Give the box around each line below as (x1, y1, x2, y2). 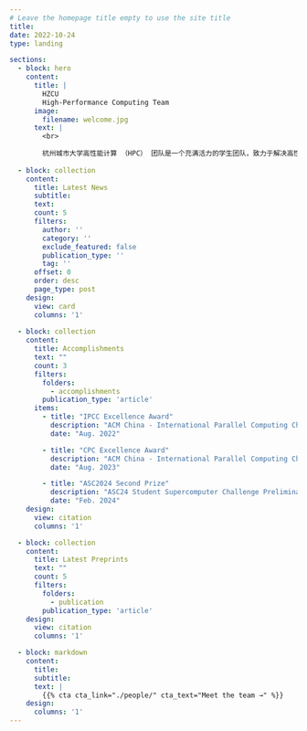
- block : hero (17, 64, 71, 73)
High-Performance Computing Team (42, 98, 170, 107)
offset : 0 (33, 268, 71, 277)
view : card (33, 302, 76, 311)
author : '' (42, 225, 84, 234)
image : (33, 106, 59, 115)
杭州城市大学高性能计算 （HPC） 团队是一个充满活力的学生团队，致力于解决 (42, 149, 288, 158)
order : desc (33, 276, 79, 286)
